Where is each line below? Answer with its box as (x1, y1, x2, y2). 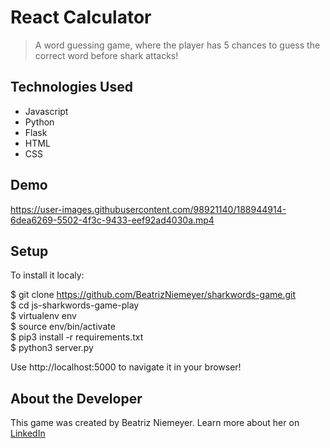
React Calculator (10, 6, 152, 29)
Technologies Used (10, 79, 133, 96)
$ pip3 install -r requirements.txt (10, 331, 144, 343)
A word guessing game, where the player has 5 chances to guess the (34, 39, 321, 51)
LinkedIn (10, 427, 46, 440)
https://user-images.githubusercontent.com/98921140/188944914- (10, 203, 287, 215)
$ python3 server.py (10, 342, 94, 354)
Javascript (24, 105, 69, 117)
